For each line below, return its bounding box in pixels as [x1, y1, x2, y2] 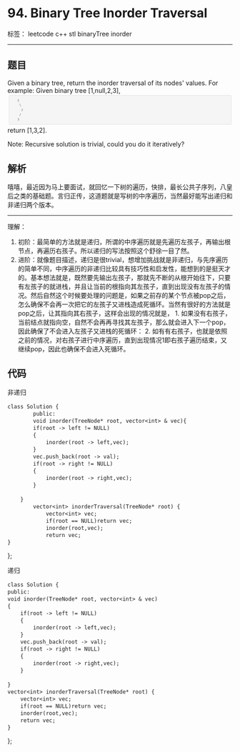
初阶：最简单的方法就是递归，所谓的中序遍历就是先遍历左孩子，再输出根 [17, 237, 231, 246]
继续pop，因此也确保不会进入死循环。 [17, 344, 130, 353]
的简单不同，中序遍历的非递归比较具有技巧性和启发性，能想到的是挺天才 [17, 264, 231, 273]
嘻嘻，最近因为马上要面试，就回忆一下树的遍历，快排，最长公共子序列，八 [7, 182, 226, 191]
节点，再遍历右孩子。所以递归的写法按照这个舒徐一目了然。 [17, 246, 194, 255]
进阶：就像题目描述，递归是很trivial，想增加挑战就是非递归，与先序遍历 [17, 255, 229, 264]
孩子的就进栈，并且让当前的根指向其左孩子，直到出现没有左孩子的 [30, 282, 225, 291]
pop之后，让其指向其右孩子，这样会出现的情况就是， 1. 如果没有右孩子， [17, 309, 231, 317]
